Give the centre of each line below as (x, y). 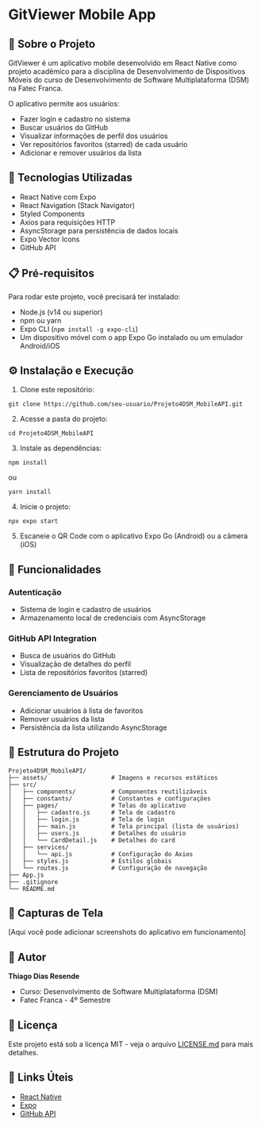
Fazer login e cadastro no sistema (75, 119)
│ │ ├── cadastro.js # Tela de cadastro (92, 812)
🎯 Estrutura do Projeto (63, 752)
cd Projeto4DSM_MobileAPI (51, 434)
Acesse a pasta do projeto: (64, 419)
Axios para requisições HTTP (67, 222)
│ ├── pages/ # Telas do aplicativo (97, 805)
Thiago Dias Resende (44, 976)
